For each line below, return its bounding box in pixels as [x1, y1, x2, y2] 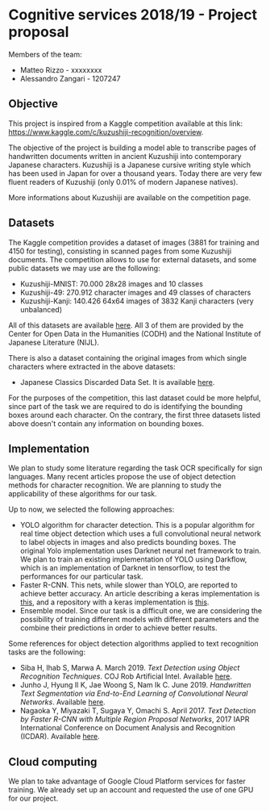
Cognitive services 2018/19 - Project [8, 6, 258, 24]
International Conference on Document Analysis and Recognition [19, 723, 235, 733]
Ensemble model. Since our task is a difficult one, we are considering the [19, 606, 263, 616]
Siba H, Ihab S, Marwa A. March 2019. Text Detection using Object [19, 663, 240, 673]
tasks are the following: [8, 647, 86, 657]
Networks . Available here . [19, 697, 106, 707]
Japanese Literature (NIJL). [8, 337, 99, 347]
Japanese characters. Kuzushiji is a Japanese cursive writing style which [8, 160, 251, 169]
